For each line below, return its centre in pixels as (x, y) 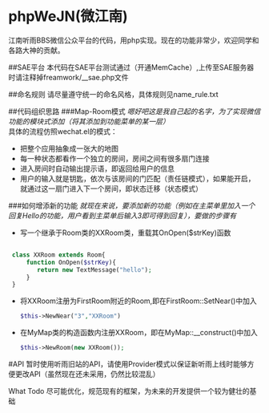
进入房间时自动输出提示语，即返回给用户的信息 (97, 168)
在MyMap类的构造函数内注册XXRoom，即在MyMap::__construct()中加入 (139, 333)
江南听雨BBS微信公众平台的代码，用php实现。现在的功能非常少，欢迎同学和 (134, 40)
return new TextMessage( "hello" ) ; (94, 269)
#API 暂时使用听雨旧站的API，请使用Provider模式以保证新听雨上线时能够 (128, 364)
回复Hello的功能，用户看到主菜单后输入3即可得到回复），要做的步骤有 (122, 215)
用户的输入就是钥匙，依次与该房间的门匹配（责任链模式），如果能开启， (137, 178)
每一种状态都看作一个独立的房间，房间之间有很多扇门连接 (114, 158)
